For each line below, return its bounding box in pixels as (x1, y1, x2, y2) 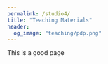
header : (7, 23, 30, 30)
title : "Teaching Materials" (7, 17, 93, 24)
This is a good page (7, 49, 65, 57)
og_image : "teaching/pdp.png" (13, 29, 102, 37)
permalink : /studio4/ (7, 10, 71, 17)
